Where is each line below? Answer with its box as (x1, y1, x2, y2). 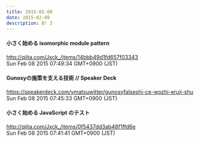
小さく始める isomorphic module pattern (6, 39, 110, 47)
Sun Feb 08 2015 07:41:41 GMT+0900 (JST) (6, 129, 116, 137)
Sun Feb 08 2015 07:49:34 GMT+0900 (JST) (6, 60, 118, 67)
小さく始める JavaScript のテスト (6, 109, 90, 117)
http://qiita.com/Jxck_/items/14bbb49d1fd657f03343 (6, 53, 138, 60)
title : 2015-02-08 (6, 8, 53, 15)
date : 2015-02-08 (6, 15, 50, 21)
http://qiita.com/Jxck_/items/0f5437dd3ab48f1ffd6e (6, 123, 136, 130)
